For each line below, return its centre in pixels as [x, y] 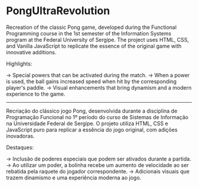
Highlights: [19, 64]
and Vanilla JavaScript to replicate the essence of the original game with [94, 46]
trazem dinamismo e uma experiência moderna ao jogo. [74, 178]
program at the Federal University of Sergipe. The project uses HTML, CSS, [98, 40]
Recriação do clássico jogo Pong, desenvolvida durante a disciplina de [92, 111]
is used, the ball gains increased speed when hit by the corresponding [91, 81]
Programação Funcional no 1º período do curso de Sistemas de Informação [97, 117]
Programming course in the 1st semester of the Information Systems [89, 33]
